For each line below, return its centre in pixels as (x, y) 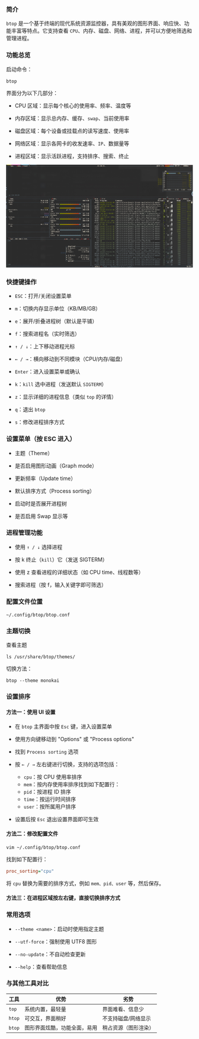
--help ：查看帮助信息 (41, 967)
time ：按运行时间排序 (50, 799)
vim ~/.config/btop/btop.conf (44, 847)
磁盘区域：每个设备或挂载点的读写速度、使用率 (72, 131)
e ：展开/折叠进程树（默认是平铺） (56, 321)
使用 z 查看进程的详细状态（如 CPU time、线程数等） (79, 572)
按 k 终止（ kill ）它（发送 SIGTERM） (61, 560)
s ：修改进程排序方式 (39, 422)
